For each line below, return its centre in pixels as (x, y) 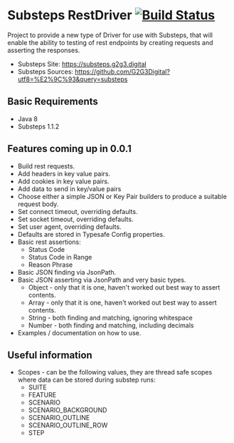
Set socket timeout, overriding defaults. (75, 219)
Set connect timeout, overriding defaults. (78, 211)
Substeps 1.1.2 (38, 126)
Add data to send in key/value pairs (69, 188)
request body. (38, 204)
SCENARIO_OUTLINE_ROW (68, 425)
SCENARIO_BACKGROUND (68, 410)
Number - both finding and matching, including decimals (111, 325)
